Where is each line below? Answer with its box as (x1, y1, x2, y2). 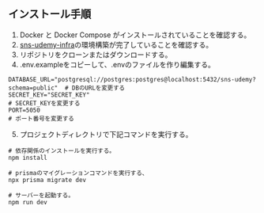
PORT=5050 (8, 106, 41, 114)
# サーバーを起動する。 (8, 191, 75, 200)
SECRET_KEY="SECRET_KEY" (8, 90, 90, 99)
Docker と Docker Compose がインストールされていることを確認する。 (19, 30, 251, 40)
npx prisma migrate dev (8, 176, 87, 184)
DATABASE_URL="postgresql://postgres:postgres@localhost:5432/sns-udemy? (8, 75, 257, 83)
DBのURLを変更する (71, 84, 125, 92)
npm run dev (8, 198, 47, 206)
